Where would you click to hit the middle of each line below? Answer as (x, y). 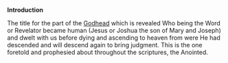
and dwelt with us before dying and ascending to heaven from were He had (114, 38)
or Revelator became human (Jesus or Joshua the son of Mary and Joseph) (114, 30)
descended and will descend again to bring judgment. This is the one (105, 45)
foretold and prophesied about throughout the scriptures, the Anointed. (107, 52)
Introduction (25, 10)
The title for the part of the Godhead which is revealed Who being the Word (114, 23)
